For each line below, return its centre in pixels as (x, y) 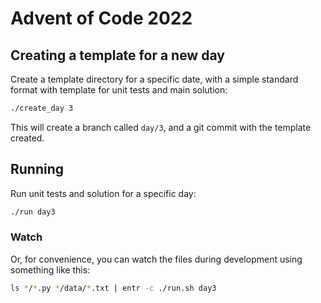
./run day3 (33, 212)
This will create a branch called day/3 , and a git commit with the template (161, 127)
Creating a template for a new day (117, 55)
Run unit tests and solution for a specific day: (103, 193)
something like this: (50, 269)
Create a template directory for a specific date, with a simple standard (154, 79)
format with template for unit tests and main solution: (119, 90)
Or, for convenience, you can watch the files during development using (156, 259)
